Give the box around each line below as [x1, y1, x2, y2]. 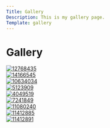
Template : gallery [6, 20, 52, 26]
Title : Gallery [6, 8, 44, 15]
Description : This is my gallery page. [6, 14, 105, 20]
